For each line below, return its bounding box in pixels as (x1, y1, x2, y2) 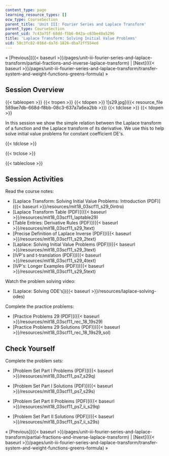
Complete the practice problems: (5, 303, 75, 309)
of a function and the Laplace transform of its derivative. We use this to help (5, 125, 164, 131)
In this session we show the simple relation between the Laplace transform (5, 120, 161, 126)
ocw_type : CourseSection (5, 17, 58, 22)
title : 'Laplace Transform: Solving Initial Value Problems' (5, 36, 138, 41)
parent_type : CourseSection (5, 26, 65, 32)
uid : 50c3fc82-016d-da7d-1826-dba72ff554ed (5, 41, 99, 46)
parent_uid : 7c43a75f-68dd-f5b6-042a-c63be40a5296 (5, 31, 115, 36)
